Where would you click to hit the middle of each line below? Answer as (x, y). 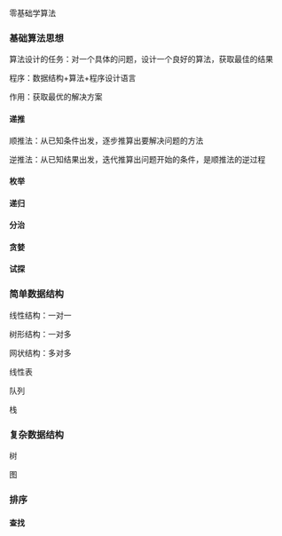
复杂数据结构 (37, 435)
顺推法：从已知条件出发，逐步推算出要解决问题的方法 (106, 140)
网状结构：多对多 (40, 352)
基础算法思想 (37, 38)
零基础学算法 (32, 13)
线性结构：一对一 (40, 315)
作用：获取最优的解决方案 (56, 97)
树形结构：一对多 (40, 334)
